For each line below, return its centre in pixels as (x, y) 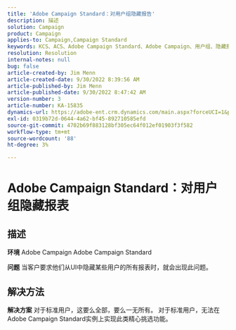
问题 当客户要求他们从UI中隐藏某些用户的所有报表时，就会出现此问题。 (110, 267)
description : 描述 (33, 20)
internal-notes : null (39, 60)
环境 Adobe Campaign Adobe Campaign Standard (80, 252)
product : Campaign (34, 33)
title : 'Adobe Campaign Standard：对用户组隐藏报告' (81, 14)
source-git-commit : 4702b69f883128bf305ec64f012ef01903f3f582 (100, 125)
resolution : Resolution (42, 54)
